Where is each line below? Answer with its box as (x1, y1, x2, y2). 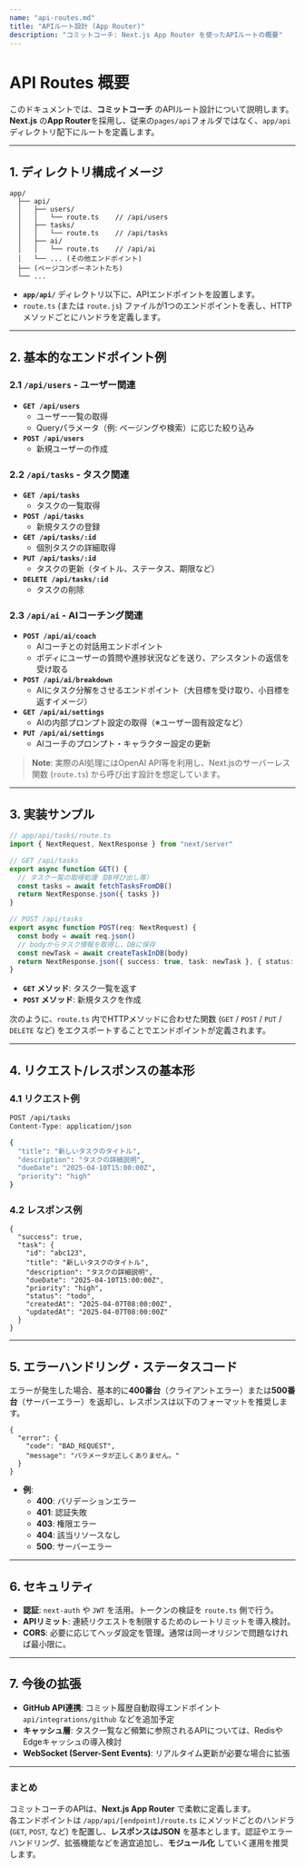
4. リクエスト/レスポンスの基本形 (9, 1062, 195, 1078)
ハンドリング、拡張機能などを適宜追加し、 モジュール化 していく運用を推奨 (9, 1837, 289, 1849)
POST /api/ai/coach (22, 632, 97, 641)
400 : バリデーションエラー (35, 1495, 137, 1506)
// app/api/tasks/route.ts (9, 831, 112, 840)
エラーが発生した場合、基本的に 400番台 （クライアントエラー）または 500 (9, 1385, 288, 1396)
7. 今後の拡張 (9, 1676, 82, 1692)
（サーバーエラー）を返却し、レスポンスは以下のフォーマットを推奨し (17, 1396, 280, 1407)
